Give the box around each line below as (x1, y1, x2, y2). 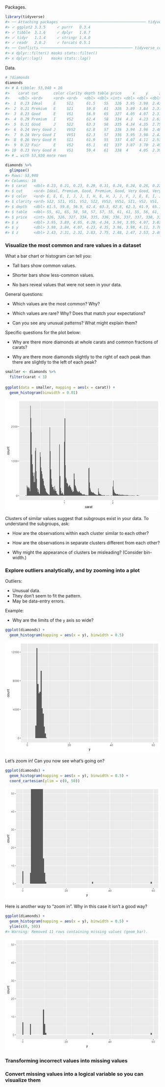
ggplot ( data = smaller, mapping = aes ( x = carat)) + (5, 385, 115, 390)
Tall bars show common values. (12, 262, 77, 268)
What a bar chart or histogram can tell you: (5, 253, 92, 259)
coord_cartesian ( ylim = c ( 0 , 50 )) (9, 778, 80, 784)
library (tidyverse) (5, 14, 45, 19)
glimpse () (9, 168, 29, 173)
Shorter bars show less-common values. (12, 272, 95, 278)
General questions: (5, 291, 43, 298)
